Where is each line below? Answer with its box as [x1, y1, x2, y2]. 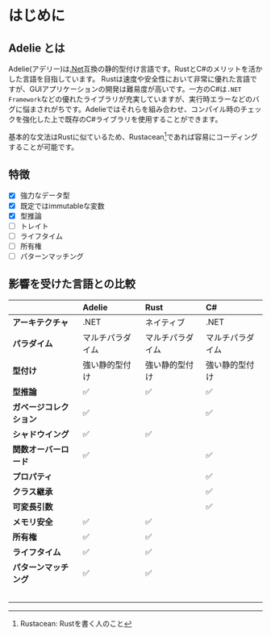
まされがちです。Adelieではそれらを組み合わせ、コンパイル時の [29, 105, 240, 114]
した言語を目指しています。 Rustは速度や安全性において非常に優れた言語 [8, 74, 250, 84]
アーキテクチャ [12, 317, 69, 328]
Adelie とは [8, 41, 65, 55]
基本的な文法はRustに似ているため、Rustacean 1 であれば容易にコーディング [8, 131, 258, 141]
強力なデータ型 [19, 190, 70, 201]
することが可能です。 [8, 142, 79, 152]
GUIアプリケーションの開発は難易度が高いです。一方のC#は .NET [29, 85, 242, 94]
